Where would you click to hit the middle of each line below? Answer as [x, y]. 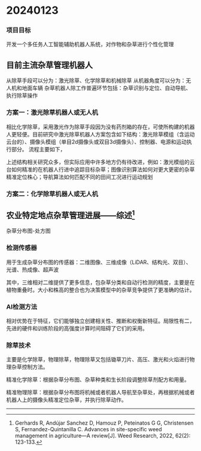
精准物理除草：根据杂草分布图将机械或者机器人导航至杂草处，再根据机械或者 [100, 392]
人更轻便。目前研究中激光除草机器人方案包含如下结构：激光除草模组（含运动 [100, 134]
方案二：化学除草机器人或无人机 [52, 194]
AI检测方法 [22, 307]
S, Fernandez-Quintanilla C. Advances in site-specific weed [89, 429]
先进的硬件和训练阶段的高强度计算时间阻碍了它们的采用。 [77, 328]
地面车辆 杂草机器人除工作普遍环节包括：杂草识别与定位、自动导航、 [106, 88]
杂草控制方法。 [30, 367]
